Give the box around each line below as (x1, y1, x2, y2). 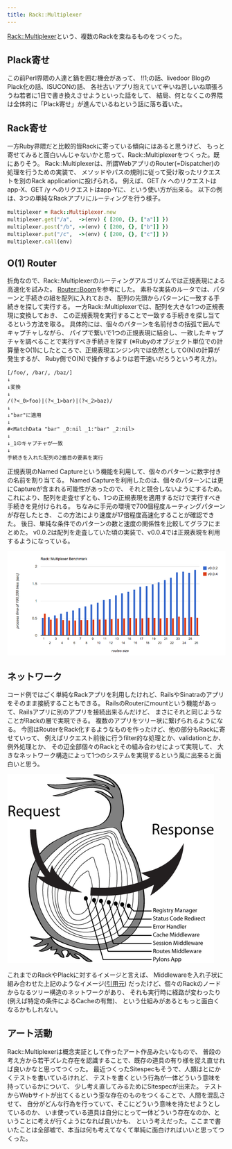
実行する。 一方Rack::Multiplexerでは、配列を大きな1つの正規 (43, 303, 218, 311)
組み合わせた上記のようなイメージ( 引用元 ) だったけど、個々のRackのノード (7, 980, 222, 988)
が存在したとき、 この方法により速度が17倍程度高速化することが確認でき (7, 511, 215, 519)
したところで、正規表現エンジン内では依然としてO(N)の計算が (42, 346, 220, 354)
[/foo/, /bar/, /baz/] (7, 369, 73, 376)
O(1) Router (7, 258, 57, 269)
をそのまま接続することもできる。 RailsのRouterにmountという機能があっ (7, 699, 217, 707)
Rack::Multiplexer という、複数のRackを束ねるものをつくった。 (7, 32, 186, 40)
